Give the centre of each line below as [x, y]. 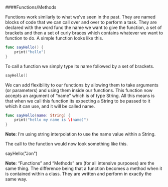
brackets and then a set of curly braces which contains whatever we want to [84, 33]
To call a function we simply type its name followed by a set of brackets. [80, 66]
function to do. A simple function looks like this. [54, 38]
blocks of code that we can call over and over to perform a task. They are [81, 22]
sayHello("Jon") [21, 153]
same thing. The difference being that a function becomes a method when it [84, 168]
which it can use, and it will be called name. [50, 106]
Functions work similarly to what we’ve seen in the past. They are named [80, 17]
